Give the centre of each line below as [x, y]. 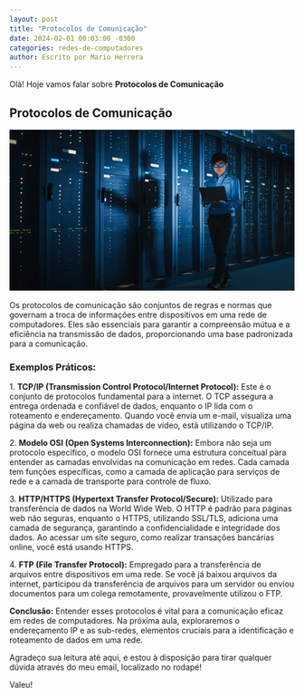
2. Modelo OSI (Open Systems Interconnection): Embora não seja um [140, 442]
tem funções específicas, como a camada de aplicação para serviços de [145, 471]
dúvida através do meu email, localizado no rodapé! [105, 667]
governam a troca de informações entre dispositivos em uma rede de [138, 315]
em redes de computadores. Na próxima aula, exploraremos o [124, 620]
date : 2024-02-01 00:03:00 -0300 [72, 38]
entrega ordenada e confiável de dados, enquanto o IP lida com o [131, 406]
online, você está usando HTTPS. [71, 547]
